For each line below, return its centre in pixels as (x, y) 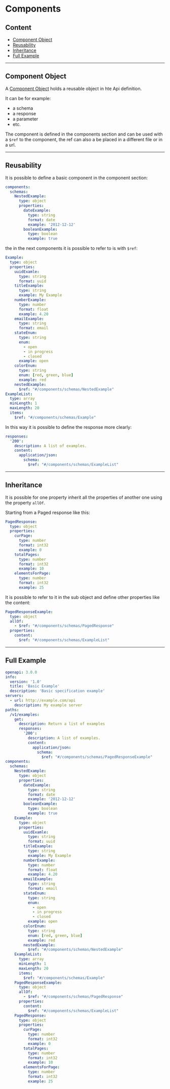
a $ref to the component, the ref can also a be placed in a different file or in (84, 139)
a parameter (25, 119)
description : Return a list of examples (62, 724)
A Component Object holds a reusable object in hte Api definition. (74, 89)
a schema (23, 108)
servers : (14, 696)
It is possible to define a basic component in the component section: (77, 178)
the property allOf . (25, 503)
